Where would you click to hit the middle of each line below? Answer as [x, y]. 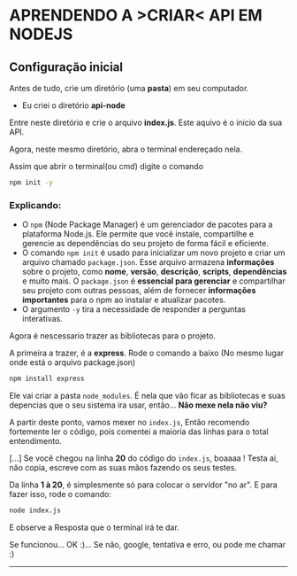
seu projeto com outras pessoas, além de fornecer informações [139, 291]
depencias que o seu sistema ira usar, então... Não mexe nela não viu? [138, 405]
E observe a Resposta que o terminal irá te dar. [94, 527]
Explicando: [35, 205]
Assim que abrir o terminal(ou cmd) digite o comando [107, 166]
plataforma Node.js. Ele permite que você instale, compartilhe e [138, 234]
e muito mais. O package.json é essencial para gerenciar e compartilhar [153, 281]
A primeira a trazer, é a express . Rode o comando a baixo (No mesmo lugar [147, 353]
